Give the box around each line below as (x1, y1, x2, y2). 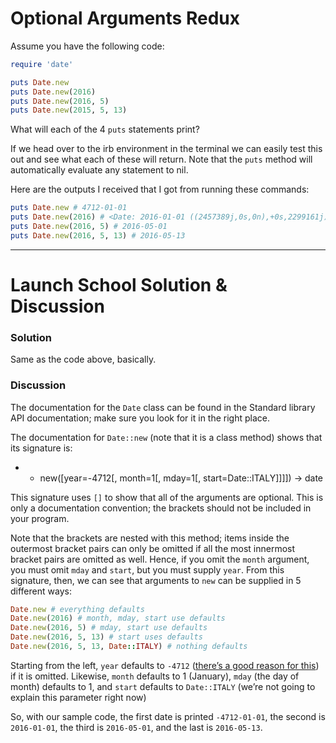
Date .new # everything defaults (10, 604, 145, 614)
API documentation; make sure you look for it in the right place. (10, 412, 270, 424)
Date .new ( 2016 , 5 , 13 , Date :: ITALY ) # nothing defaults (10, 642, 248, 652)
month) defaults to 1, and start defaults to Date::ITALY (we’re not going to (10, 680, 316, 692)
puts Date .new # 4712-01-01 (10, 203, 128, 213)
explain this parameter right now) (10, 691, 147, 703)
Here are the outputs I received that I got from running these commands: (10, 183, 310, 196)
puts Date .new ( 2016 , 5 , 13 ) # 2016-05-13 (10, 230, 186, 241)
